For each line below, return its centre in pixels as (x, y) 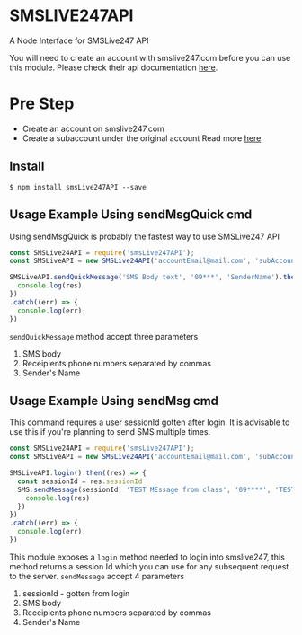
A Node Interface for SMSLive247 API (79, 40)
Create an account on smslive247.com (93, 128)
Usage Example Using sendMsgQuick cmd (131, 215)
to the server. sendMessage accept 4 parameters (97, 576)
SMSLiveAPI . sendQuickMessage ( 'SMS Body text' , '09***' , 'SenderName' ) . (146, 278)
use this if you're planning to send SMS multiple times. (110, 432)
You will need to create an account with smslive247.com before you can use (150, 57)
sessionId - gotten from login (76, 593)
